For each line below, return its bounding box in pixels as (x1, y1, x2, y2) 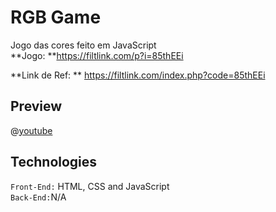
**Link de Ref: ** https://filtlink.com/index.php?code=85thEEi (10, 69, 266, 81)
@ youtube (10, 124, 53, 136)
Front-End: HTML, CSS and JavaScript (10, 180, 170, 192)
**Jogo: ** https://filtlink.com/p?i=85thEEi (10, 49, 184, 61)
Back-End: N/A (10, 191, 67, 203)
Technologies (10, 154, 98, 171)
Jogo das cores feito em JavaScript (10, 39, 157, 51)
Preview (10, 98, 63, 115)
